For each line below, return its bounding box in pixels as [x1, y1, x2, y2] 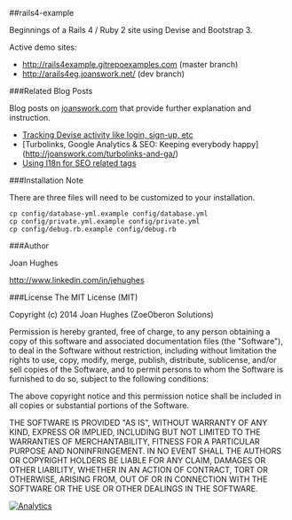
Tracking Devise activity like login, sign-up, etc [21, 130, 193, 140]
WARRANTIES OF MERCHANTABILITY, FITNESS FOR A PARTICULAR [9, 437, 260, 446]
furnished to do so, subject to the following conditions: [9, 374, 209, 384]
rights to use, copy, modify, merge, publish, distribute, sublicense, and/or [9, 355, 277, 365]
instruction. [9, 113, 51, 122]
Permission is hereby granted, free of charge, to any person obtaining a [9, 327, 271, 336]
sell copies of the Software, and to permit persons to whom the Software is [9, 364, 284, 374]
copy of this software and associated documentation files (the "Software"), [9, 336, 284, 346]
